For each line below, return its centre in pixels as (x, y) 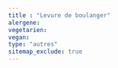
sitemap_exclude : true (45, 52)
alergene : (24, 23)
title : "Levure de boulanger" (59, 15)
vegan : (19, 37)
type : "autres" (33, 45)
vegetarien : (28, 30)
